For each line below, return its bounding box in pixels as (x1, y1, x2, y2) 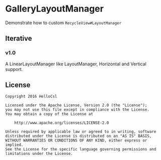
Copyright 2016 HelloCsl (5, 94, 57, 99)
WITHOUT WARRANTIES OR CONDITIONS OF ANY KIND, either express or (5, 138, 147, 143)
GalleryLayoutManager (5, 3, 104, 15)
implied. (5, 142, 24, 147)
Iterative (5, 34, 32, 43)
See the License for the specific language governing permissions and (5, 147, 156, 152)
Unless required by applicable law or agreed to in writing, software (5, 129, 156, 134)
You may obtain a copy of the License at (5, 112, 94, 117)
